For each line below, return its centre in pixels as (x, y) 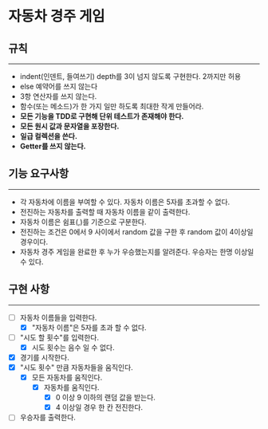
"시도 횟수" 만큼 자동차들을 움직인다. (76, 367)
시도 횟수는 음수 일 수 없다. (73, 347)
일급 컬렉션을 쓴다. (49, 136)
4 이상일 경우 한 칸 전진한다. (99, 407)
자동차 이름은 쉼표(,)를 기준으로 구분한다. (83, 222)
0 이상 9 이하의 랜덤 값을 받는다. (105, 398)
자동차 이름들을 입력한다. (58, 317)
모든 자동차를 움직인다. (67, 377)
